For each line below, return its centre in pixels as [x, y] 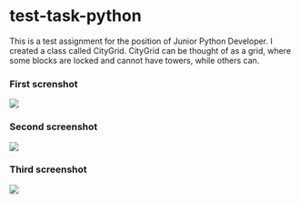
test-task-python [76, 16]
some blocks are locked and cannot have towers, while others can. [135, 60]
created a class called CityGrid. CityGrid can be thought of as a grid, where [150, 50]
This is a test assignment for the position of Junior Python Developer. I [141, 41]
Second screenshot [54, 127]
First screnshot [44, 84]
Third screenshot [49, 169]
